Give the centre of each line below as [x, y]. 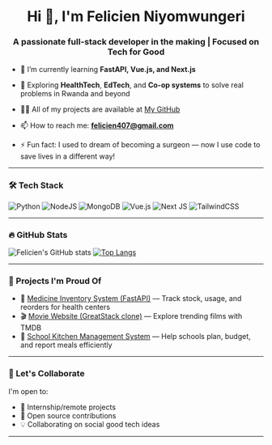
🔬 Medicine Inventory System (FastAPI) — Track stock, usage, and [131, 299]
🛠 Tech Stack [36, 185]
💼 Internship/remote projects [68, 407]
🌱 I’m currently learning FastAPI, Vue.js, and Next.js [108, 70]
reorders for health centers [65, 307]
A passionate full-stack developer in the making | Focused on [136, 42]
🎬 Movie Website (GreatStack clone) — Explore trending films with [131, 316]
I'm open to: [28, 391]
